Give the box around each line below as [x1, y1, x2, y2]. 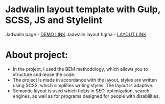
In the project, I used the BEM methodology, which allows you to [12, 66, 148, 72]
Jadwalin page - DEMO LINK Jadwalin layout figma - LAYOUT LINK [5, 31, 147, 37]
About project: [5, 49, 68, 61]
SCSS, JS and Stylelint [5, 14, 103, 26]
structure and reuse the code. [12, 71, 76, 77]
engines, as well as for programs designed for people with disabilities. [12, 93, 160, 99]
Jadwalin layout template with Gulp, [5, 4, 161, 15]
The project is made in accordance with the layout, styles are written [12, 76, 157, 83]
